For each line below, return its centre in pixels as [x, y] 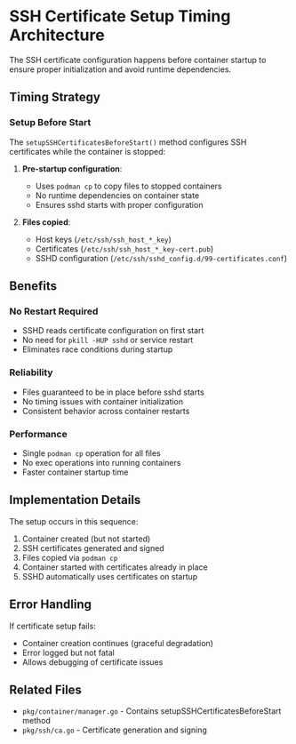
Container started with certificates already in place [115, 567]
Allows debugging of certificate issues [92, 662]
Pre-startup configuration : [72, 168]
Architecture [57, 35]
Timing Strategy [55, 97]
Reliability [31, 372]
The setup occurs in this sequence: [74, 521]
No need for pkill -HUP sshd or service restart [108, 340]
